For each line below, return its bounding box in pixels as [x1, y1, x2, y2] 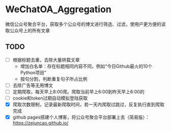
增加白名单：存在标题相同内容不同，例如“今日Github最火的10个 [20, 63, 153, 69]
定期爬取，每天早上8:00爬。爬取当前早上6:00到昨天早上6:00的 [12, 88, 145, 95]
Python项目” [20, 69, 47, 75]
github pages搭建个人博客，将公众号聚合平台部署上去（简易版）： [12, 114, 150, 120]
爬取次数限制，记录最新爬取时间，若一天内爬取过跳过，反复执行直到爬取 [12, 101, 164, 108]
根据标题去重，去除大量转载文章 [12, 57, 80, 63]
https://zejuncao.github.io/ [12, 120, 69, 126]
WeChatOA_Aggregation [5, 4, 112, 15]
